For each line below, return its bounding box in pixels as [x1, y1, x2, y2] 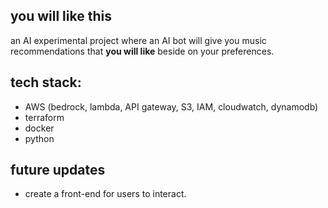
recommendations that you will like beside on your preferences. [10, 45, 275, 57]
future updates [10, 162, 106, 179]
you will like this [10, 8, 112, 25]
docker [24, 122, 55, 134]
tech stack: [10, 74, 82, 91]
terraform [24, 111, 65, 123]
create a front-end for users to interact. [24, 188, 187, 200]
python [24, 132, 55, 144]
